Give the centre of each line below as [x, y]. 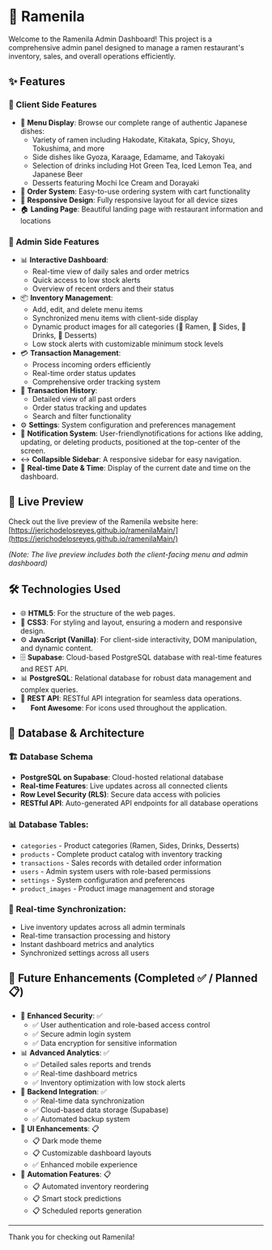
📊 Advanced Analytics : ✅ [65, 1052]
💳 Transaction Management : [70, 352]
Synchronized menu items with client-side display [115, 318]
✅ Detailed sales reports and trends [91, 1064]
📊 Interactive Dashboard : [64, 259]
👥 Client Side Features [53, 105]
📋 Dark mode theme [67, 1141]
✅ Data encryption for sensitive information [104, 1043]
